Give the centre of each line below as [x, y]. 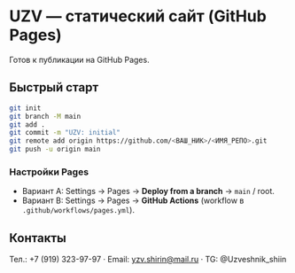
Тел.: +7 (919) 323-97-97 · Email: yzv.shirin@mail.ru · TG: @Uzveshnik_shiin [148, 260]
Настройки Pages [49, 172]
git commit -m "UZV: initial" [65, 133]
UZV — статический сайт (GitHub [138, 16]
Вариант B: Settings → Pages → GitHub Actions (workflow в [133, 200]
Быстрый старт [54, 87]
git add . [27, 125]
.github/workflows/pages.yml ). [78, 210]
